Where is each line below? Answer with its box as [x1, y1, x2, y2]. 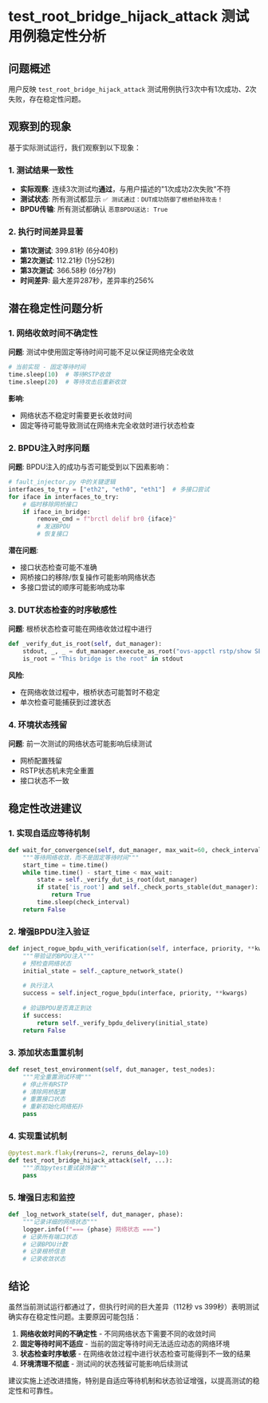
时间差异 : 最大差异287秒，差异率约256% [19, 276, 155, 285]
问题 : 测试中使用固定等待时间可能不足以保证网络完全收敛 [8, 347, 194, 357]
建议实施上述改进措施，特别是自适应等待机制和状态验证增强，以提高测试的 [8, 1376, 253, 1385]
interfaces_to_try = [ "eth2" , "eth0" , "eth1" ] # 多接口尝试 [8, 485, 210, 493]
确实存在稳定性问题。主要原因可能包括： [8, 1312, 141, 1321]
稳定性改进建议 [8, 801, 82, 815]
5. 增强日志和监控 [8, 1192, 76, 1203]
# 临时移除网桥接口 [22, 500, 78, 508]
